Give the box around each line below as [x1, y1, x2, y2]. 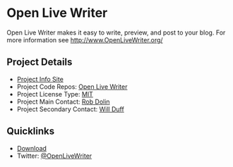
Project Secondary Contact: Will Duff [16, 104, 124, 113]
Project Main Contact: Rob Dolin [16, 97, 110, 106]
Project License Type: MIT [16, 89, 93, 98]
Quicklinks [6, 125, 55, 137]
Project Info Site [16, 75, 64, 83]
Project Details [6, 56, 73, 68]
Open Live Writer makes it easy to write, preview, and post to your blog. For [6, 28, 226, 37]
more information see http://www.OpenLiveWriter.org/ [6, 35, 163, 44]
